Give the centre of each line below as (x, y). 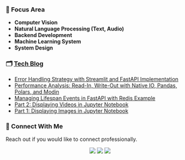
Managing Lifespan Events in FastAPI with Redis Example (85, 98)
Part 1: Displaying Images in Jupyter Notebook (71, 110)
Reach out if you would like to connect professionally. (72, 139)
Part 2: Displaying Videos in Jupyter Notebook (71, 104)
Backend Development (43, 35)
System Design (34, 48)
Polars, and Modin (37, 91)
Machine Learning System (48, 42)
